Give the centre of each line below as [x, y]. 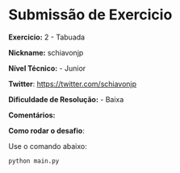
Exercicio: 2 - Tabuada [47, 37]
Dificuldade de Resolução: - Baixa [66, 99]
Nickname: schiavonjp [46, 52]
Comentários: [32, 115]
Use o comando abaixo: [48, 146]
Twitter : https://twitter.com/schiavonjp [73, 84]
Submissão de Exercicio [90, 15]
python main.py [34, 161]
